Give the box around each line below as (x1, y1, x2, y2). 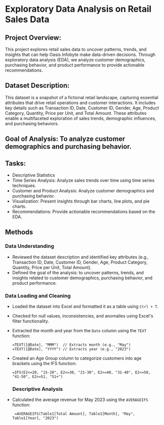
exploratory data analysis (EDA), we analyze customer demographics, (5, 57, 146, 62)
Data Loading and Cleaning (5, 292, 71, 299)
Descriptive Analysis (12, 385, 63, 392)
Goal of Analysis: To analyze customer (5, 135, 125, 143)
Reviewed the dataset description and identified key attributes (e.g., (12, 254, 149, 260)
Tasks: (5, 159, 26, 167)
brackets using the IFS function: (12, 361, 77, 366)
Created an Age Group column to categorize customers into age (12, 355, 142, 361)
